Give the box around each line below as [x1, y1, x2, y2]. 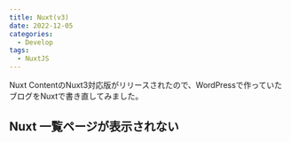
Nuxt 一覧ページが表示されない [9, 119, 179, 134]
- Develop [17, 37, 53, 47]
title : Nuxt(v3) [9, 12, 69, 22]
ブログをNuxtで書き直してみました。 [9, 91, 144, 101]
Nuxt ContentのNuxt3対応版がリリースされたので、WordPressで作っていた [9, 80, 282, 90]
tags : [9, 46, 29, 55]
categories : [9, 29, 53, 38]
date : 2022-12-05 [9, 21, 74, 30]
